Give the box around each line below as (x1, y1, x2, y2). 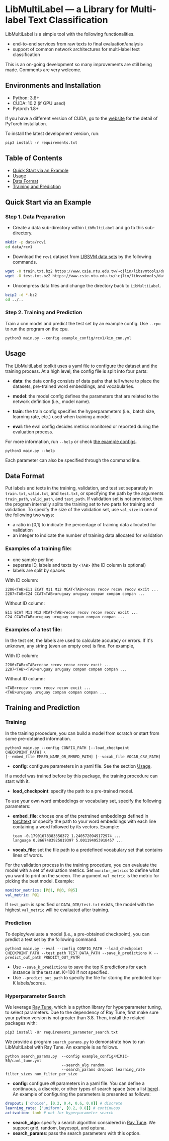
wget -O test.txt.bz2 (5, 273, 51, 278)
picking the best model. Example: (5, 878, 74, 884)
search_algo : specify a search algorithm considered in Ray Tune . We (12, 1119, 156, 1125)
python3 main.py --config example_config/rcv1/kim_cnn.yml (5, 335, 132, 340)
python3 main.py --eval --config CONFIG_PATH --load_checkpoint (5, 946, 143, 951)
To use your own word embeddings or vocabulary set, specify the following (5, 798, 162, 804)
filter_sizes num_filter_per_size (5, 1072, 78, 1077)
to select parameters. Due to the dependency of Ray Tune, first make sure (5, 1009, 159, 1016)
